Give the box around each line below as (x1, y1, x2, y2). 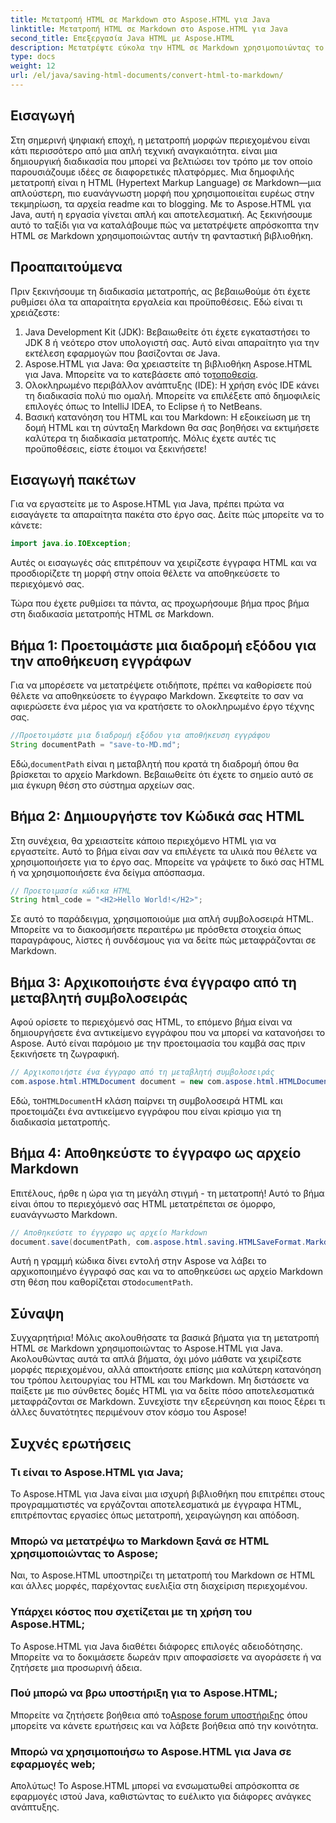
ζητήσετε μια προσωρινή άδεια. (10, 1661, 143, 1673)
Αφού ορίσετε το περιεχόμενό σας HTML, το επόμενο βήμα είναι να (10, 1016, 293, 1028)
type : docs (10, 52, 56, 62)
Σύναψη (10, 1305, 65, 1322)
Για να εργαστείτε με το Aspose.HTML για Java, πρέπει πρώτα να (10, 498, 285, 510)
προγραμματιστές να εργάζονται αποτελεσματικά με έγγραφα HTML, (10, 1498, 302, 1510)
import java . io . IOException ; (10, 539, 132, 549)
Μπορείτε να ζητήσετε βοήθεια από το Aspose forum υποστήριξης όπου (10, 1709, 308, 1721)
